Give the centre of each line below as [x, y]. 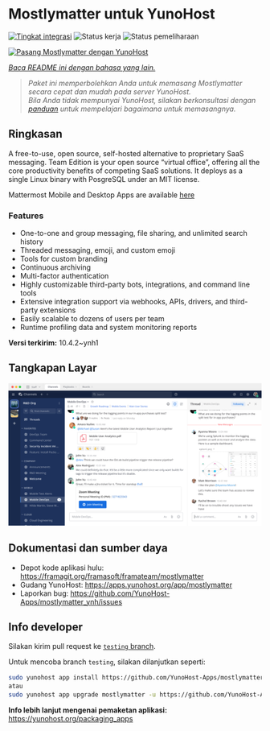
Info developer [45, 628]
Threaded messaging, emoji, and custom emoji [97, 250]
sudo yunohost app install [53, 678]
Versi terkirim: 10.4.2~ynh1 [53, 343]
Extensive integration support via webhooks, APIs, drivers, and [124, 302]
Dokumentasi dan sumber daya [88, 548]
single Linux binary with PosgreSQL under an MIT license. [104, 179]
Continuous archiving [55, 267]
